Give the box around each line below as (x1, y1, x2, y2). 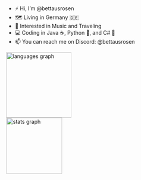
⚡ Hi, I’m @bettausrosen (14, 5, 74, 12)
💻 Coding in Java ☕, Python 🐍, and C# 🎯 (14, 29, 115, 36)
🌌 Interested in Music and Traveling (14, 23, 102, 29)
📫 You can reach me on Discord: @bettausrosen (14, 38, 135, 45)
